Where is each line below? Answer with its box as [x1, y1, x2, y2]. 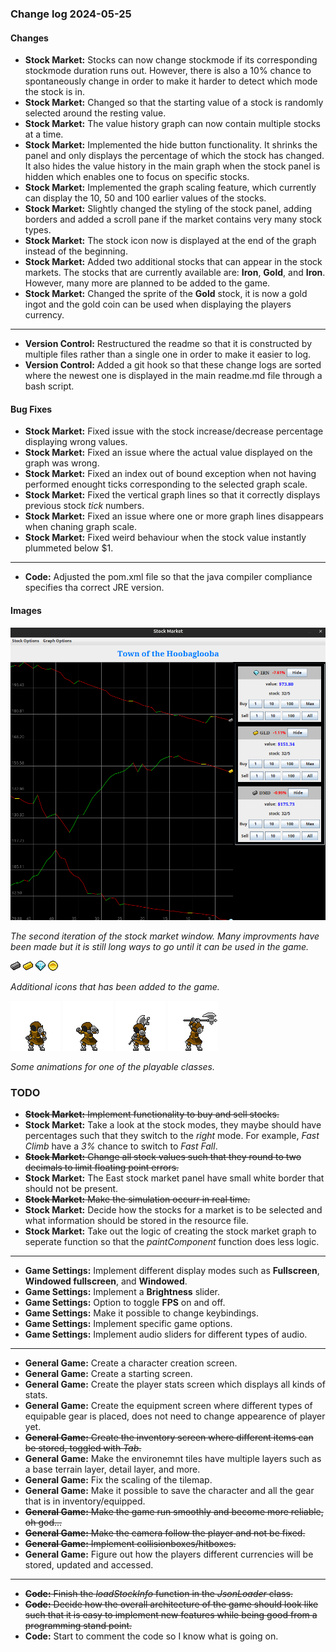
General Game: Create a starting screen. [24, 1368, 193, 1380]
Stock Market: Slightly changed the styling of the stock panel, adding [24, 203, 312, 215]
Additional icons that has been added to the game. [10, 981, 220, 993]
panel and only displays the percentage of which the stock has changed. [24, 150, 325, 162]
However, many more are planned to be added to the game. [24, 277, 271, 289]
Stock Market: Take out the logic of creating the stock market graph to [24, 1225, 317, 1237]
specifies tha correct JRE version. [24, 582, 165, 594]
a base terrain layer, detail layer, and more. [24, 1463, 201, 1476]
